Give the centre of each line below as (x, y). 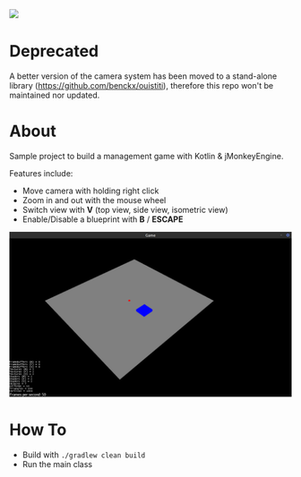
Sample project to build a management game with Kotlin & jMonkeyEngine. (146, 156)
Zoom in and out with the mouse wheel (94, 200)
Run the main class (57, 464)
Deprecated (54, 51)
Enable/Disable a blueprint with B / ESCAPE (103, 219)
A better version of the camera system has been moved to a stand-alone (143, 76)
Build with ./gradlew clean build (84, 455)
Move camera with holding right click (90, 191)
